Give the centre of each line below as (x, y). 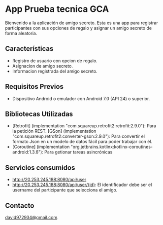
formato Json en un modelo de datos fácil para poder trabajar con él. (82, 142)
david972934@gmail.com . (32, 217)
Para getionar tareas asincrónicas (78, 152)
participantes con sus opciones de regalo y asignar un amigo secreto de (78, 28)
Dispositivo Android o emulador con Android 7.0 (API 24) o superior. (81, 98)
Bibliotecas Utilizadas (39, 114)
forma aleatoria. (21, 33)
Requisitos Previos (34, 87)
